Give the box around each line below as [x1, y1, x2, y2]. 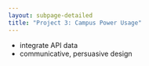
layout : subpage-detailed [8, 11, 93, 20]
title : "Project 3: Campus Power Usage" [8, 19, 143, 27]
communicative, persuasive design [19, 49, 133, 58]
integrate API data [19, 40, 78, 49]
